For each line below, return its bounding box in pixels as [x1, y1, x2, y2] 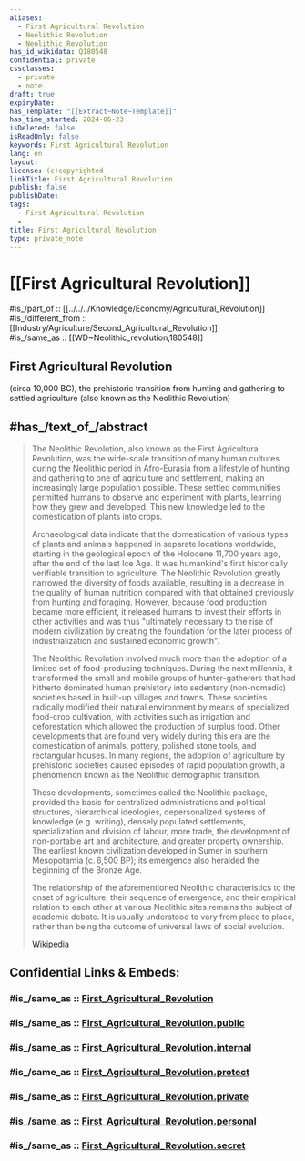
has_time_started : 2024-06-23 [9, 115, 125, 124]
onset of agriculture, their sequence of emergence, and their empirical [31, 891, 296, 903]
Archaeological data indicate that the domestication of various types [31, 528, 289, 539]
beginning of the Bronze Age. [31, 864, 143, 876]
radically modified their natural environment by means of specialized [31, 701, 290, 712]
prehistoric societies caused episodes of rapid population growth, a [31, 759, 285, 771]
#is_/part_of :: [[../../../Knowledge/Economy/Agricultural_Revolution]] [9, 303, 266, 315]
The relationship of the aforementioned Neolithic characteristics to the [31, 882, 296, 893]
